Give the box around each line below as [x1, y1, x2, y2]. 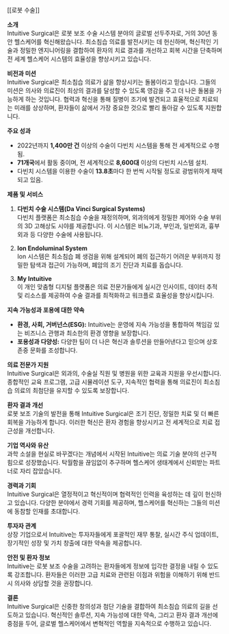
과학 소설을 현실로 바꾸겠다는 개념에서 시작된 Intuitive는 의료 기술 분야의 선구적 [7, 450, 217, 458]
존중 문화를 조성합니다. [16, 346, 78, 354]
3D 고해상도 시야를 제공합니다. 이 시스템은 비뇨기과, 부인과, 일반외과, [24, 222, 207, 230]
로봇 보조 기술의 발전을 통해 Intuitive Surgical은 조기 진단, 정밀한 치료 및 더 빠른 [7, 410, 219, 417]
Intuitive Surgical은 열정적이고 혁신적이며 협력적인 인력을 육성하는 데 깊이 [7, 490, 204, 498]
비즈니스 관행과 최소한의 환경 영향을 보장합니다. [24, 329, 150, 337]
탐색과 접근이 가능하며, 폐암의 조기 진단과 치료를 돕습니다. [29, 261, 183, 269]
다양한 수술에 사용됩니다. [37, 230, 103, 239]
